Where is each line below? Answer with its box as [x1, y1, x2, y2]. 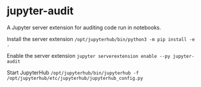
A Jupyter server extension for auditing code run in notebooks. [7, 24, 162, 31]
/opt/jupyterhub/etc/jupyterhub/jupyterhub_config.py [7, 75, 144, 81]
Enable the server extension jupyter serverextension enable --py [7, 52, 171, 59]
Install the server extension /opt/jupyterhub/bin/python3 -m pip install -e [7, 35, 195, 42]
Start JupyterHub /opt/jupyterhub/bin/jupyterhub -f [7, 69, 139, 76]
